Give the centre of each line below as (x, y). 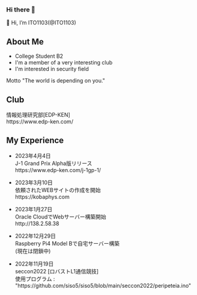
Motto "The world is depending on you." (56, 81)
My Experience (35, 141)
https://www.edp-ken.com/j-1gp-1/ (58, 170)
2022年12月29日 (35, 236)
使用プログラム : (35, 279)
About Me (25, 42)
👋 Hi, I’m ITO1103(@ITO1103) (41, 23)
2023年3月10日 (34, 182)
